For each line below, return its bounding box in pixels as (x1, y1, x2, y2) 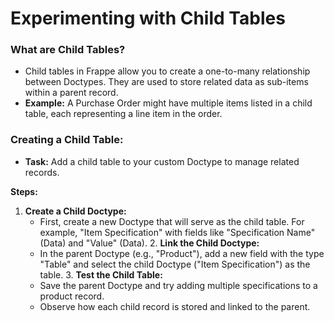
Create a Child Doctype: (24, 205, 127, 217)
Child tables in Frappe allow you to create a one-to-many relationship (24, 65, 311, 77)
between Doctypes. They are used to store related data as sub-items (24, 76, 309, 88)
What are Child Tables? (10, 43, 126, 57)
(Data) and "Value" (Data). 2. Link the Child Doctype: (39, 237, 260, 249)
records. (24, 166, 60, 178)
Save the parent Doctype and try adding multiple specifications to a (39, 279, 318, 291)
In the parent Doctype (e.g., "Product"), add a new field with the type (39, 247, 325, 259)
